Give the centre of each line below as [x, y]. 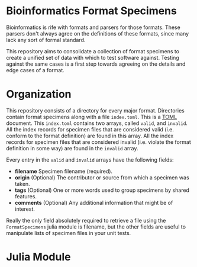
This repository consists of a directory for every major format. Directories [95, 110]
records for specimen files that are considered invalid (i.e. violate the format [98, 142]
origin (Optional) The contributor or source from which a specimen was [102, 177]
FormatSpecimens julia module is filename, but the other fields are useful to [96, 227]
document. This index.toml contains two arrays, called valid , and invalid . [97, 123]
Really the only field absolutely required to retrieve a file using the [86, 220]
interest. [25, 209]
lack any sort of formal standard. [46, 40]
